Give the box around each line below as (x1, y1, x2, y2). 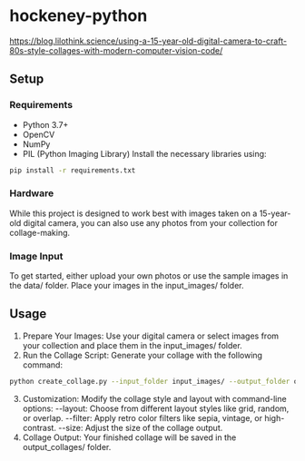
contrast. (22, 422, 57, 433)
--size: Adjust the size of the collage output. (58, 422, 223, 433)
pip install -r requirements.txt (9, 165, 136, 175)
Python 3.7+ (22, 119, 69, 130)
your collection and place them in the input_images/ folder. (22, 339, 242, 350)
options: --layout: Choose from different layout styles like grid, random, (22, 403, 290, 414)
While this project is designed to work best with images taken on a (9, 208, 258, 219)
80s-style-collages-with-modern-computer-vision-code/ (9, 44, 223, 55)
